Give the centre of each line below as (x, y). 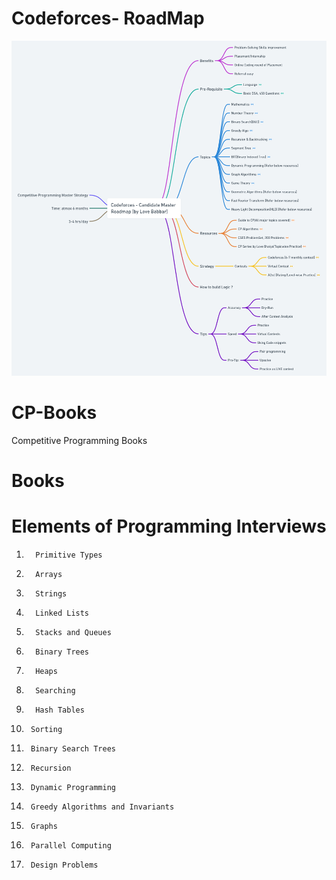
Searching (55, 690)
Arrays (49, 574)
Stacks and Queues (73, 632)
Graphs (44, 826)
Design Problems (64, 865)
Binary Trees (62, 652)
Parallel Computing (71, 845)
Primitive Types (69, 555)
